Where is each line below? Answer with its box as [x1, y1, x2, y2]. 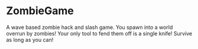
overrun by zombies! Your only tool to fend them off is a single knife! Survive [6, 30, 193, 37]
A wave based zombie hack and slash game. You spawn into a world [6, 24, 173, 31]
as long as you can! [6, 36, 54, 43]
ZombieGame [6, 4, 74, 18]
